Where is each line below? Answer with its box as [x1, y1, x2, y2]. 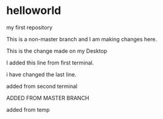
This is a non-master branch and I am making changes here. [6, 35, 157, 42]
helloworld [6, 4, 61, 18]
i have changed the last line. [6, 70, 77, 78]
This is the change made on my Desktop [6, 47, 108, 55]
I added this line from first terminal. [6, 59, 94, 66]
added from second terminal [6, 83, 78, 90]
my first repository [6, 24, 53, 31]
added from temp [6, 106, 50, 113]
